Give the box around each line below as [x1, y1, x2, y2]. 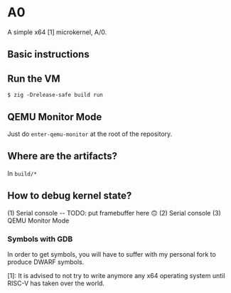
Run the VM [7, 73, 60, 85]
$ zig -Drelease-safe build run [7, 92, 103, 99]
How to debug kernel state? [7, 190, 132, 202]
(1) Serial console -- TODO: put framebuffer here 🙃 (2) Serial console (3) [7, 208, 222, 217]
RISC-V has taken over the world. [7, 279, 105, 287]
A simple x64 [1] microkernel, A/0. [7, 28, 107, 36]
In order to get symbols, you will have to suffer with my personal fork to [7, 250, 217, 258]
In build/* [7, 169, 38, 178]
